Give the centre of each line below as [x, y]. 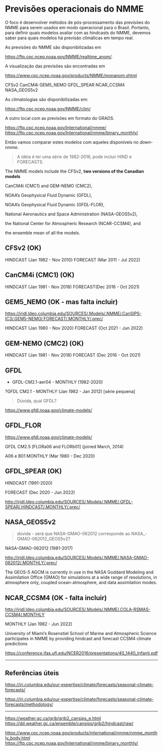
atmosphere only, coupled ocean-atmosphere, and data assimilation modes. [81, 583]
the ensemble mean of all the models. [43, 233]
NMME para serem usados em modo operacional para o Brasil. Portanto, [77, 27]
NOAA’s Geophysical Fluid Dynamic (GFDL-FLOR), [55, 204]
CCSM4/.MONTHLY [25, 615]
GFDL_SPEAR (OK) [33, 471]
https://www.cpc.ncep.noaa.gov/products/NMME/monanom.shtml [71, 75]
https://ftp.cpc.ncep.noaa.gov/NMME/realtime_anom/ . [59, 56]
